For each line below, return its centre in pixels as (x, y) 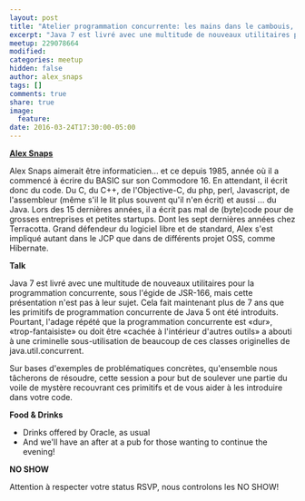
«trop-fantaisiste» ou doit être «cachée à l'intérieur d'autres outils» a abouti (151, 331)
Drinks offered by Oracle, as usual (86, 432)
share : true (32, 102)
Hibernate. (29, 248)
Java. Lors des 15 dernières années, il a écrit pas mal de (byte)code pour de (152, 209)
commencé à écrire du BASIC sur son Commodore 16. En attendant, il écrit (148, 181)
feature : (34, 119)
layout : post (34, 18)
